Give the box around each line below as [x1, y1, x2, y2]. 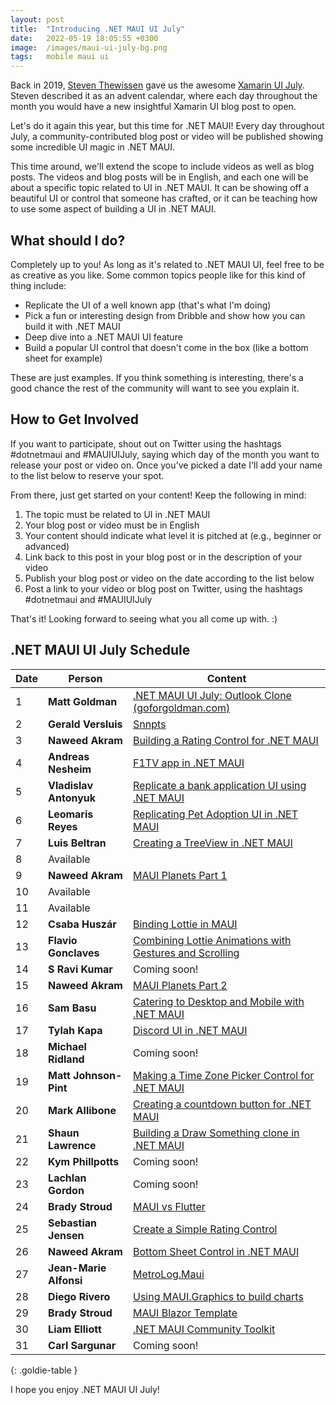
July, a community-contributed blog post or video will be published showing [10, 131, 324, 143]
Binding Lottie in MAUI [133, 917, 238, 931]
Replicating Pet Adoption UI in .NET [133, 807, 298, 821]
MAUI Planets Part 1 [133, 868, 228, 882]
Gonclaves [48, 946, 100, 960]
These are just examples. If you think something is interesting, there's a [10, 371, 304, 383]
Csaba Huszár [48, 917, 117, 931]
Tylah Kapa [48, 1023, 103, 1037]
